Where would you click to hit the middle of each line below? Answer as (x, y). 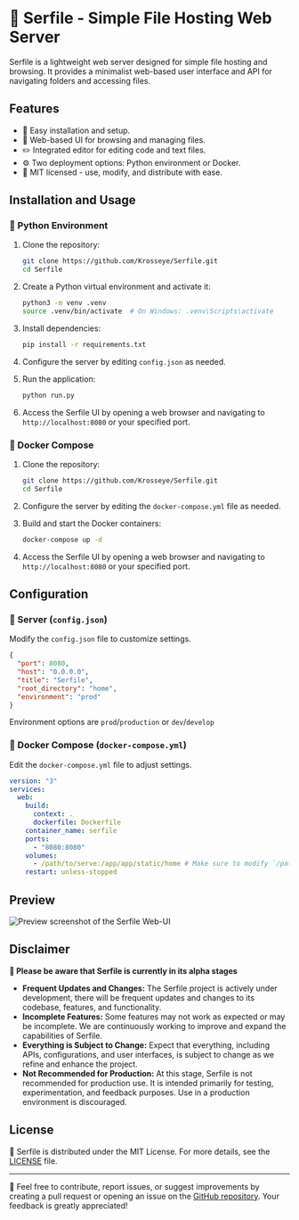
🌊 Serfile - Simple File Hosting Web (141, 18)
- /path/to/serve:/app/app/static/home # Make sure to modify (150, 864)
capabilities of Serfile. (62, 1035)
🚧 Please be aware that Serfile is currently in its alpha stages (123, 970)
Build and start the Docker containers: (92, 523)
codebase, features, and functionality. (92, 1007)
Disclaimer (40, 949)
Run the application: (59, 379)
